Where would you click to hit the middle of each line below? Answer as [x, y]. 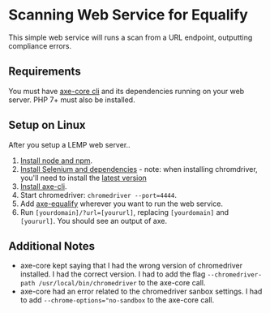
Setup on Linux [47, 125]
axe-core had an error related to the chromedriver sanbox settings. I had [141, 292]
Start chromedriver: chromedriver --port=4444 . [98, 195]
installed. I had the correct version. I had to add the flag [113, 274]
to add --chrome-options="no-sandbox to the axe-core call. [117, 300]
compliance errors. [40, 45]
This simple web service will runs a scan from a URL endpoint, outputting [131, 37]
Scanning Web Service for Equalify [129, 15]
